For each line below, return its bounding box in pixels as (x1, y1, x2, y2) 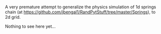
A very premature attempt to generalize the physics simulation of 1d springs (5, 4, 156, 10)
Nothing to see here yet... (5, 23, 56, 29)
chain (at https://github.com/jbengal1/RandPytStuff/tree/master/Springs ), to (5, 9, 156, 15)
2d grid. (5, 14, 21, 20)
